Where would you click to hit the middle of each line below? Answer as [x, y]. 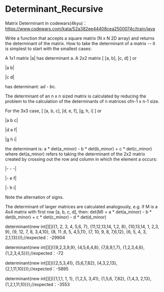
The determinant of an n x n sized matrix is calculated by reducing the [76, 96]
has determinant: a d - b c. [31, 86]
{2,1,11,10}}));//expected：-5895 [37, 268]
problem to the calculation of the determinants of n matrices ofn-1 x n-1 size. [82, 101]
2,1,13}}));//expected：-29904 [35, 237]
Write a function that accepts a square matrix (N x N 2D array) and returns [80, 38]
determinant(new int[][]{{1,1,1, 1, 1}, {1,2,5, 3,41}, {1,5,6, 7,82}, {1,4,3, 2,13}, [78, 278]
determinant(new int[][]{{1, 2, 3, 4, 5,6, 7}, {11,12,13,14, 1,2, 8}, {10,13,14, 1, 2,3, [82, 226]
